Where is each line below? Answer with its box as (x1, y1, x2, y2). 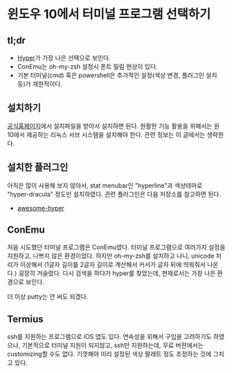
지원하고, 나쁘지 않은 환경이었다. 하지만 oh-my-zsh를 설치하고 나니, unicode (7, 251, 215, 260)
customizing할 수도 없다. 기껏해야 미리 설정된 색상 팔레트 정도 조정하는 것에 (7, 350, 212, 358)
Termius (7, 313, 44, 325)
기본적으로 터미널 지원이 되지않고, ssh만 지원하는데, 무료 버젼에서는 (21, 341, 204, 349)
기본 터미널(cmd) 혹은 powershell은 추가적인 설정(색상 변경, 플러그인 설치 (17, 71, 217, 79)
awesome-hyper (17, 204, 64, 212)
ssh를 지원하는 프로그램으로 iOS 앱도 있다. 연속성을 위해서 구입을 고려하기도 (7, 333, 213, 341)
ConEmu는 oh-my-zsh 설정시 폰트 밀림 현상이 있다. (17, 63, 158, 70)
